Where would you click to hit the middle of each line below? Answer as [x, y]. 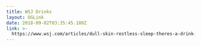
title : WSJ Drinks [29, 12]
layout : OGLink [25, 17]
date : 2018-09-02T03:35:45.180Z [46, 23]
